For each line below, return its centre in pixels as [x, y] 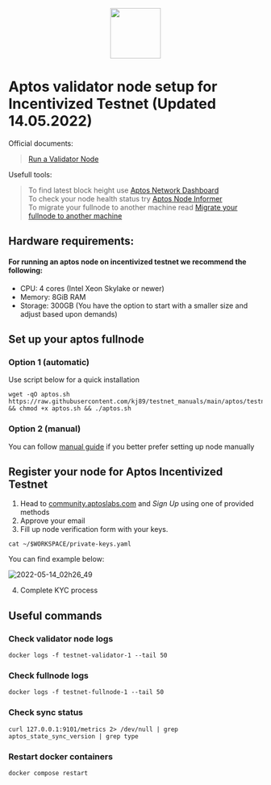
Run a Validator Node [63, 159]
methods [35, 513]
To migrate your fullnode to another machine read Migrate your [133, 207]
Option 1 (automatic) [49, 362]
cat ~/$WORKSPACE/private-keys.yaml [70, 544]
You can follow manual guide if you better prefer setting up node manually [131, 446]
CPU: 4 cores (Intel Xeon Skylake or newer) [92, 288]
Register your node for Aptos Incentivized [116, 471]
